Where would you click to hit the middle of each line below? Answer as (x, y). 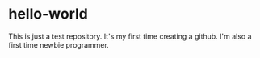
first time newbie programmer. (59, 44)
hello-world (48, 14)
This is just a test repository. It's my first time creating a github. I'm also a (130, 36)
